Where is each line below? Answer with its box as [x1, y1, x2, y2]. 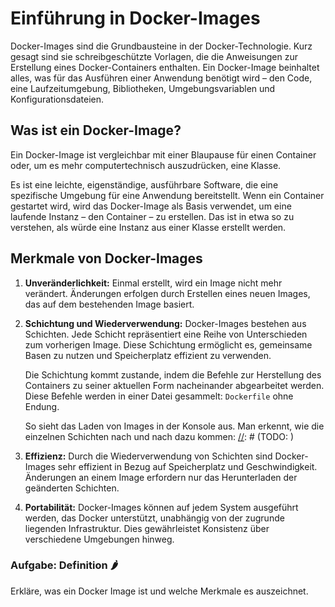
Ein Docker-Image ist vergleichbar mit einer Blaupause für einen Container [10, 148, 317, 161]
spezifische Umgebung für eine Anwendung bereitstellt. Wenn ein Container [10, 189, 325, 201]
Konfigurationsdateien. [10, 93, 105, 105]
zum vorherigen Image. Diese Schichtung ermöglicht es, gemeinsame [24, 338, 313, 351]
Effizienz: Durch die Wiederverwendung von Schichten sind [24, 450, 273, 462]
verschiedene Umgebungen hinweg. [24, 533, 175, 545]
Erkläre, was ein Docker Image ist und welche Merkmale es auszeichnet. [10, 585, 309, 597]
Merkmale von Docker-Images [10, 250, 203, 267]
